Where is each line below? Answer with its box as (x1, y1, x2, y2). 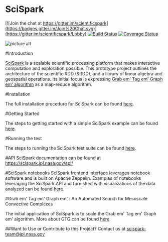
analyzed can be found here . (5, 186, 65, 192)
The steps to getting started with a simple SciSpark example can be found (5, 120, 158, 126)
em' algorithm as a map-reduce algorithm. (5, 81, 93, 87)
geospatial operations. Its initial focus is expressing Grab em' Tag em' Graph (5, 76, 163, 82)
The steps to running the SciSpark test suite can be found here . (5, 145, 136, 151)
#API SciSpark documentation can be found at (5, 155, 101, 161)
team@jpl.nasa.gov (5, 231, 45, 237)
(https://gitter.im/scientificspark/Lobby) (5, 31, 87, 37)
